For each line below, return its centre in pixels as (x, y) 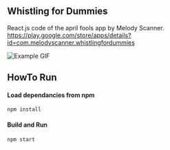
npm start (21, 139)
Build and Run (28, 125)
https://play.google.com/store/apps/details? (70, 35)
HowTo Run (32, 77)
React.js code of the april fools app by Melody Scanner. (86, 28)
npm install (24, 109)
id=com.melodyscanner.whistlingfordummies (71, 42)
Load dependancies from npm (51, 95)
